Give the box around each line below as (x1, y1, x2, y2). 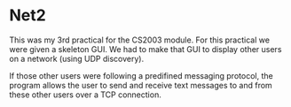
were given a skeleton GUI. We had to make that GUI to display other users (9, 43, 282, 54)
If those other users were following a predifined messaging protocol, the (9, 70, 273, 80)
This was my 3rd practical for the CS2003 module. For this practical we (9, 34, 271, 45)
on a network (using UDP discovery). (9, 53, 145, 64)
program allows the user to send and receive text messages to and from (9, 80, 272, 90)
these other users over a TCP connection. (9, 89, 161, 100)
